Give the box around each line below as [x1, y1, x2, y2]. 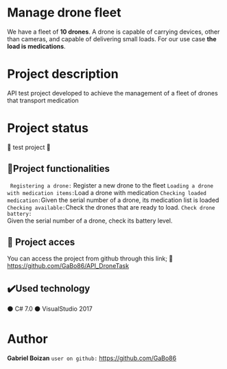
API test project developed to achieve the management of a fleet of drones [7, 89, 218, 97]
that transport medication [7, 96, 79, 104]
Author [7, 331, 48, 347]
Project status [7, 120, 89, 136]
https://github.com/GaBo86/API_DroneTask [7, 262, 129, 270]
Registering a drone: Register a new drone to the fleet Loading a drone [10, 181, 214, 190]
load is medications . [7, 42, 67, 50]
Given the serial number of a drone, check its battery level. [7, 216, 173, 225]
